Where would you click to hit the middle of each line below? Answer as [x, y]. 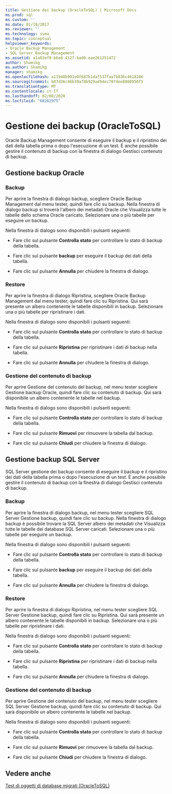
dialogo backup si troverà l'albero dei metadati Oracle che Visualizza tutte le [86, 209]
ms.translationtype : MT [31, 86]
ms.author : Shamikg [26, 67]
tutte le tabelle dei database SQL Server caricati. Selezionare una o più [80, 529]
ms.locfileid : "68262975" [33, 101]
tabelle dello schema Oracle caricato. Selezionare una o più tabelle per [80, 215]
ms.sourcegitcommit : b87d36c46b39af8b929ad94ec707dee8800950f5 [74, 82]
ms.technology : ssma [27, 34]
